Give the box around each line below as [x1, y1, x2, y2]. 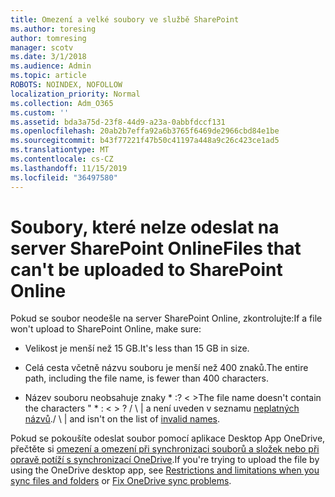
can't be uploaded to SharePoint [10, 258, 283, 281]
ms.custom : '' [10, 107, 70, 118]
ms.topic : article [10, 71, 87, 81]
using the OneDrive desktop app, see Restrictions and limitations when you [10, 464, 320, 476]
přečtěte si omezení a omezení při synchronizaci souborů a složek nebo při [10, 443, 320, 455]
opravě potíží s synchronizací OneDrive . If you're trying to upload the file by [10, 454, 320, 466]
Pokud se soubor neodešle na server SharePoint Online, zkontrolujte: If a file [10, 312, 323, 325]
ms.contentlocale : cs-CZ [10, 154, 114, 164]
